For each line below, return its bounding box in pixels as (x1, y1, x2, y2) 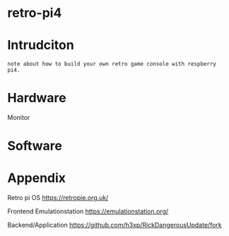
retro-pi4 (7, 5, 62, 21)
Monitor (7, 113, 30, 122)
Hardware (7, 90, 66, 106)
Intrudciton (7, 37, 74, 54)
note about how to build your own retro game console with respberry (7, 61, 217, 68)
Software (7, 138, 62, 154)
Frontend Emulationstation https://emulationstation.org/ (7, 207, 169, 216)
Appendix (7, 170, 66, 186)
